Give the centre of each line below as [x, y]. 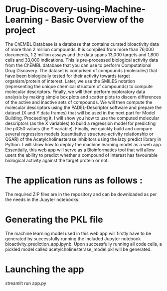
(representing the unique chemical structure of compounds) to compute [79, 86]
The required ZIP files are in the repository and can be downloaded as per [81, 194]
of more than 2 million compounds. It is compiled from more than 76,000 [80, 49]
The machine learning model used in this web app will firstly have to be [78, 233]
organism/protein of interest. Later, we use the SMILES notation [70, 81]
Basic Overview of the [98, 20]
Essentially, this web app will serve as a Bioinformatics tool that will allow [80, 150]
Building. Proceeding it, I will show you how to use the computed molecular [82, 118]
